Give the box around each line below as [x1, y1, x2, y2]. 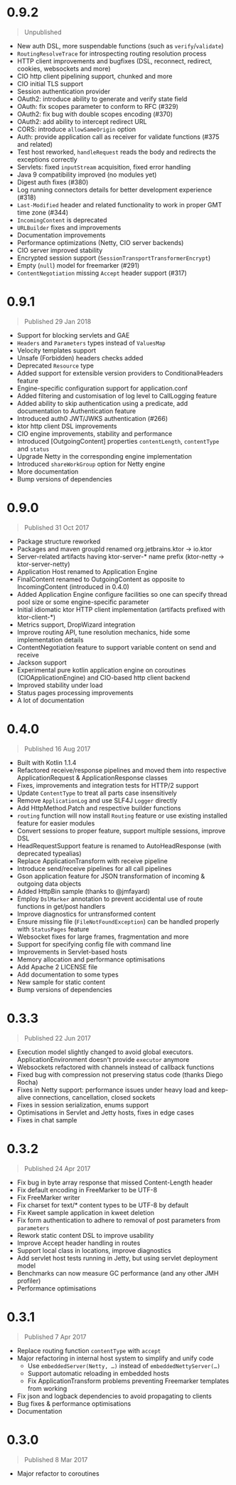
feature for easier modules [16, 818, 95, 827]
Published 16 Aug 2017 [23, 744, 91, 753]
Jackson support [16, 658, 67, 667]
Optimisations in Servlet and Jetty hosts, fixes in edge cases [16, 1108, 195, 1117]
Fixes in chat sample [16, 1115, 77, 1124]
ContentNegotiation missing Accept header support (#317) [16, 269, 188, 277]
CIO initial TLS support [16, 79, 83, 88]
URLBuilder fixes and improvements [16, 223, 122, 231]
